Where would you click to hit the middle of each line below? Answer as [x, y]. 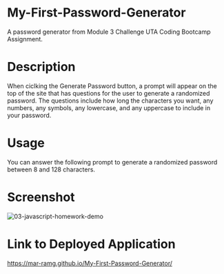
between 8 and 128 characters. [51, 169]
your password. [29, 115]
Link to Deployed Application [91, 244]
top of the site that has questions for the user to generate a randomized [109, 93]
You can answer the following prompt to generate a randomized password [112, 162]
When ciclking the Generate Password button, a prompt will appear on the [112, 86]
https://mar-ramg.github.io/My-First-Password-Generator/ [90, 263]
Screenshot [41, 197]
